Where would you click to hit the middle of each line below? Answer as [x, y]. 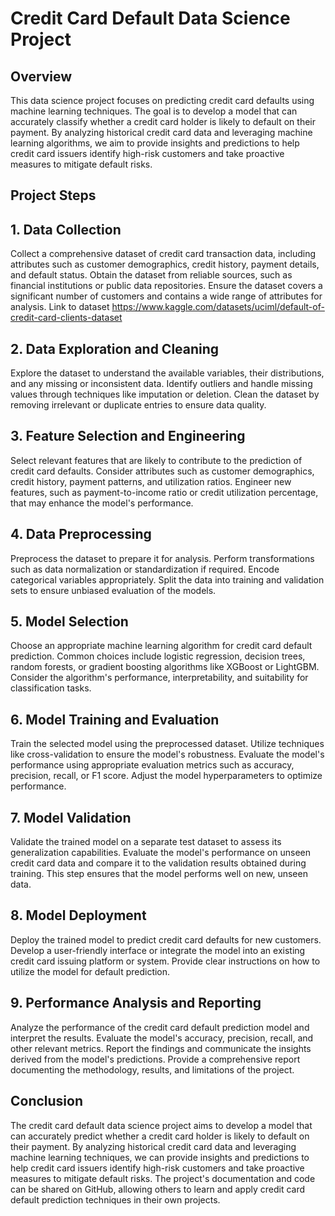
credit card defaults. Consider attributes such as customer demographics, [162, 471]
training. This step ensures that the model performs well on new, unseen [159, 874]
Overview [41, 76]
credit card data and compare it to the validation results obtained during [158, 863]
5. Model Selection [69, 622]
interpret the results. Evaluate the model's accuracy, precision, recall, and [162, 1038]
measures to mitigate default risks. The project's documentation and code [163, 1178]
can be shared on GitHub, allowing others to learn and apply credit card [158, 1189]
